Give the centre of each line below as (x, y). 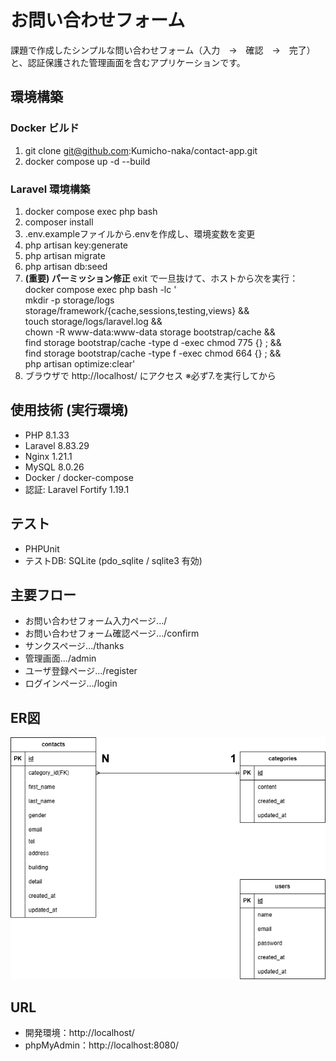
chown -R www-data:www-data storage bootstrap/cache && (150, 332)
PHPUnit (42, 548)
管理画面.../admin (60, 658)
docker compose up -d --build (87, 161)
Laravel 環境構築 (50, 189)
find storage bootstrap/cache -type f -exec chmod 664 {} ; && (153, 353)
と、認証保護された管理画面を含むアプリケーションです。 (128, 62)
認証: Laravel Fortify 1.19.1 (77, 489)
